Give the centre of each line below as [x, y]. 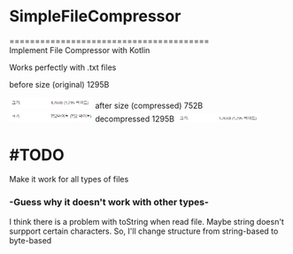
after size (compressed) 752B [149, 106]
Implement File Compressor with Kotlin [80, 50]
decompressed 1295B [135, 119]
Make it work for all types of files [69, 180]
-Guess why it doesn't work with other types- [109, 203]
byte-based [31, 240]
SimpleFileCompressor [95, 16]
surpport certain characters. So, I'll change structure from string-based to [144, 231]
